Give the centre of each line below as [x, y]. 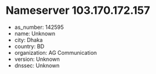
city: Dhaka [28, 40]
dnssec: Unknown [37, 65]
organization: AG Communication [56, 52]
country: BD [29, 46]
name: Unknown [35, 33]
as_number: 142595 [39, 27]
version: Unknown [37, 59]
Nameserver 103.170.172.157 [78, 11]
